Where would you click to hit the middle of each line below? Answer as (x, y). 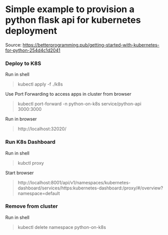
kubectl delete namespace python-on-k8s (62, 227)
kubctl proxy (31, 163)
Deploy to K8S (23, 63)
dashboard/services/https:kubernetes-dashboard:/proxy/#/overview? (90, 188)
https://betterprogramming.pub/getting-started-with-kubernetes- (91, 45)
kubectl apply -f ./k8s (40, 84)
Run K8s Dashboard (30, 142)
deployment (31, 31)
